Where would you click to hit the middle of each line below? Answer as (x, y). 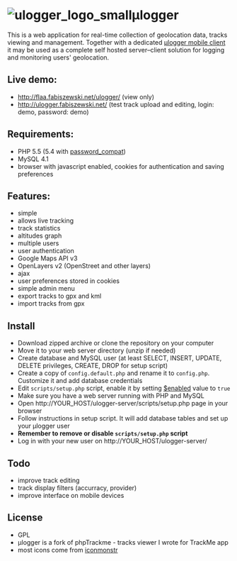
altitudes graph (40, 236)
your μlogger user (44, 426)
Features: (29, 196)
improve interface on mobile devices (71, 495)
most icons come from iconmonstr (68, 550)
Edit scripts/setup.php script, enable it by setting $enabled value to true (124, 388)
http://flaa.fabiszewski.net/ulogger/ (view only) (86, 96)
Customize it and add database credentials (80, 381)
